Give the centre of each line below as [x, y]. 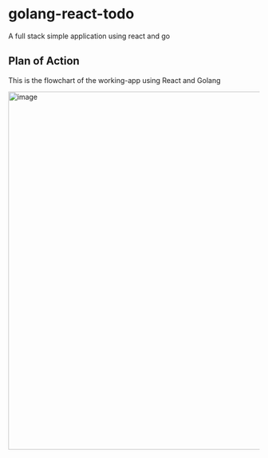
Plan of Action [44, 61]
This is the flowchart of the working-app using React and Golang [114, 80]
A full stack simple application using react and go [89, 36]
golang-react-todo [71, 14]
